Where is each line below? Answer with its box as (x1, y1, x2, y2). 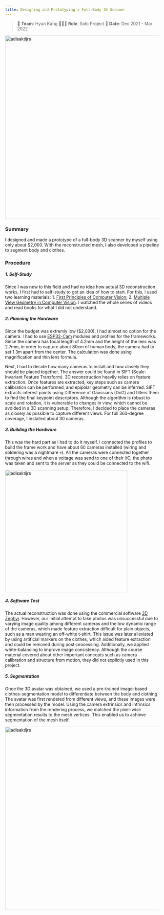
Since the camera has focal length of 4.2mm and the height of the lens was (5, 338, 156, 344)
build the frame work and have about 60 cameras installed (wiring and (5, 444, 146, 450)
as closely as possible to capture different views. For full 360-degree (5, 410, 144, 416)
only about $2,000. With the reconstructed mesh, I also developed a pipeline (5, 242, 159, 247)
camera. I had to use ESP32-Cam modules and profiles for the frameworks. (5, 333, 157, 339)
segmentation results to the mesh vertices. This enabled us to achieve (5, 712, 146, 717)
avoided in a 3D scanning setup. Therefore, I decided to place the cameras (5, 405, 156, 411)
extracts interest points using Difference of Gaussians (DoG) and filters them (5, 389, 159, 395)
